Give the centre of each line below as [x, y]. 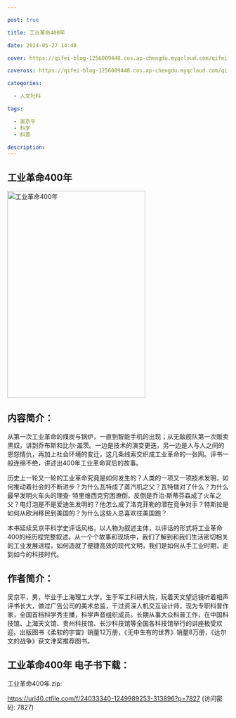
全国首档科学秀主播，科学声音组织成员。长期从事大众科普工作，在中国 [121, 614]
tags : [15, 109]
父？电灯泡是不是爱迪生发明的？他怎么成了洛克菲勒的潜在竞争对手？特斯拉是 [118, 504]
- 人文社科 [27, 96]
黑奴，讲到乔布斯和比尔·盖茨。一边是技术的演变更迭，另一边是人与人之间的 [116, 445]
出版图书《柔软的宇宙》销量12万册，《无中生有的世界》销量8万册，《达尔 [123, 632]
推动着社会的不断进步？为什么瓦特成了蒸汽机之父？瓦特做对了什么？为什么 [121, 487]
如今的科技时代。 [38, 554]
